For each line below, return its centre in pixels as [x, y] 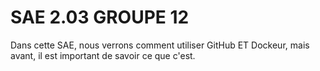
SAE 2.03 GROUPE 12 [100, 17]
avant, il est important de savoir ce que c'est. [103, 55]
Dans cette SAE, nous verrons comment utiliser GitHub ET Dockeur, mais [160, 45]
